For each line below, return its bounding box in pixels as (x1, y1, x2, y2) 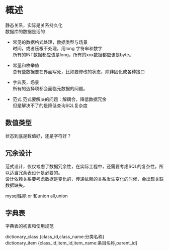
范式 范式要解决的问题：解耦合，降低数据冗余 (12, 96, 107, 102)
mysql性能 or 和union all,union (5, 193, 68, 199)
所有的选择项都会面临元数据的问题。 (12, 85, 88, 91)
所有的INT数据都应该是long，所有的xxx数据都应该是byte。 (12, 51, 134, 58)
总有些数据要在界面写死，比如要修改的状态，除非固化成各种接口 (12, 68, 145, 74)
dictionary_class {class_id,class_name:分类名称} (5, 234, 105, 240)
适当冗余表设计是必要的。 (9, 169, 63, 176)
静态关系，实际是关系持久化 (5, 22, 63, 28)
